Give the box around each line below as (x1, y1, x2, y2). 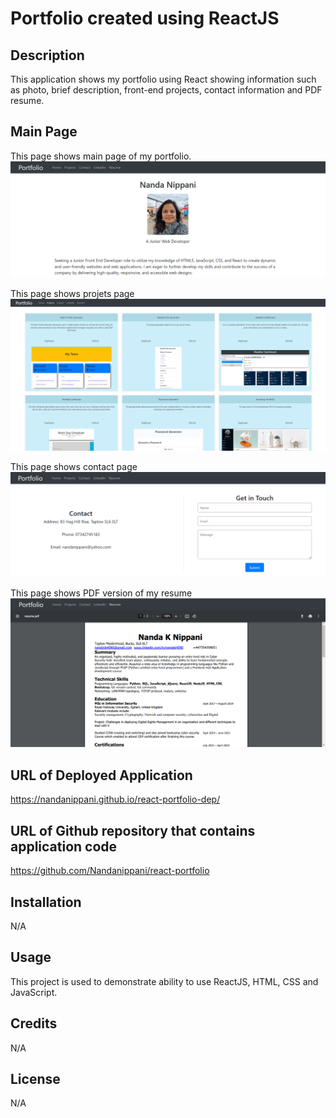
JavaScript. (10, 986, 58, 998)
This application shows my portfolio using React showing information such (10, 73, 317, 85)
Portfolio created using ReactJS (10, 7, 280, 30)
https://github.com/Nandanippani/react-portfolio (10, 865, 210, 877)
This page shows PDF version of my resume (10, 587, 193, 599)
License (10, 1070, 61, 1087)
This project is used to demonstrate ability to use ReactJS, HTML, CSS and (10, 975, 319, 987)
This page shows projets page (10, 288, 135, 300)
